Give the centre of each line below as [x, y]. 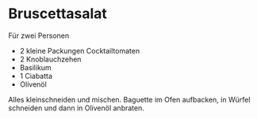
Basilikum [35, 67]
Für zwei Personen [39, 35]
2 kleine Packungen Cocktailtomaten [80, 50]
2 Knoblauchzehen [50, 59]
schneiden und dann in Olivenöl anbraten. [76, 108]
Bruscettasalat [58, 14]
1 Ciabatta [36, 76]
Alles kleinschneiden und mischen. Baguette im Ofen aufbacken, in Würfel [129, 99]
